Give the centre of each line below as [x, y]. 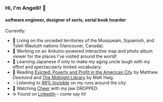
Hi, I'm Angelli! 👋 [26, 8]
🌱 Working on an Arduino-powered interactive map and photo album [82, 51]
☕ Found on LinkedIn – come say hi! [49, 94]
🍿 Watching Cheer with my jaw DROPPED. [55, 89]
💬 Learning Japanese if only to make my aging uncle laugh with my [81, 62]
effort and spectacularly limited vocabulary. [57, 67]
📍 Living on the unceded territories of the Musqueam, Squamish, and [83, 41]
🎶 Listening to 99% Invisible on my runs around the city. [70, 83]
